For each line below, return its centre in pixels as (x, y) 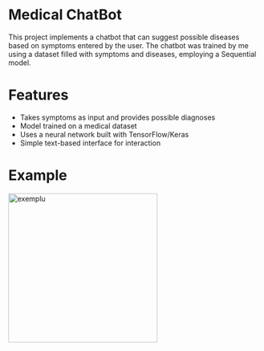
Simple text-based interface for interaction (90, 143)
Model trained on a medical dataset (79, 125)
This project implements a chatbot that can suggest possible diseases (124, 37)
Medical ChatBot (65, 15)
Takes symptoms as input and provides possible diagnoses (118, 117)
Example (38, 175)
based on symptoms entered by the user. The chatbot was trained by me (128, 45)
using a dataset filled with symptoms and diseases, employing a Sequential (132, 54)
